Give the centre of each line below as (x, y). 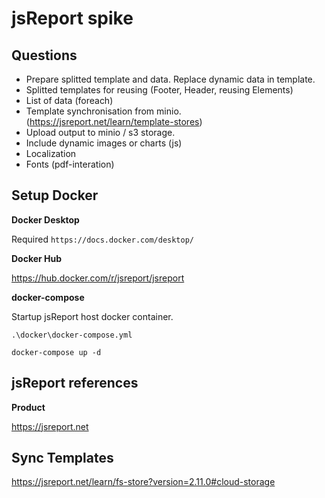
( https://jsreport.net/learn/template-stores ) (114, 121)
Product (28, 407)
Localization (51, 153)
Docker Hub (37, 258)
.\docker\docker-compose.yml (72, 335)
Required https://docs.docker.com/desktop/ (103, 239)
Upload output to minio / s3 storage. (100, 132)
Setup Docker (55, 195)
